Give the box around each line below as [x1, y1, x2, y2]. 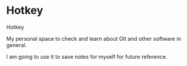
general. [6, 41, 27, 49]
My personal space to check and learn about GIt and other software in [6, 35, 182, 42]
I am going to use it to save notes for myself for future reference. [6, 53, 168, 60]
